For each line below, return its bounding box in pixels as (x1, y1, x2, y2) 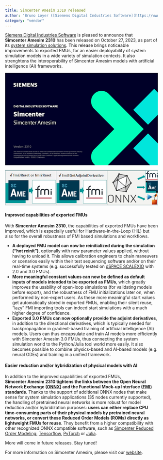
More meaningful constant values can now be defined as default (12, 274, 145, 280)
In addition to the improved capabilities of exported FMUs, (5, 373, 121, 379)
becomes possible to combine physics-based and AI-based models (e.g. (12, 346, 158, 352)
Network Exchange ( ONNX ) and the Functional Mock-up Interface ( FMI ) (5, 383, 152, 390)
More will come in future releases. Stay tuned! (5, 440, 97, 446)
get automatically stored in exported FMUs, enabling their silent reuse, (12, 300, 153, 305)
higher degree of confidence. (12, 310, 71, 316)
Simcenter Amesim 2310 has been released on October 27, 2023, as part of (5, 37, 158, 43)
